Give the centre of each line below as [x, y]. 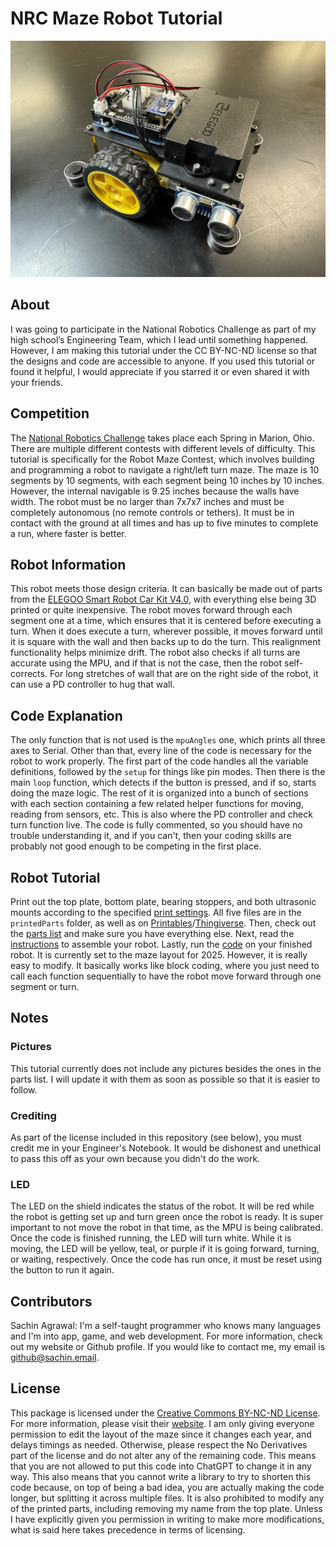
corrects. [29, 674]
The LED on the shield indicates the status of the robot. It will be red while [162, 1206]
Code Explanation [66, 715]
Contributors [51, 1301]
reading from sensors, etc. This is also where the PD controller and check [161, 814]
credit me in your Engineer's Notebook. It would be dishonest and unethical [166, 1148]
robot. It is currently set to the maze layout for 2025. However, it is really [159, 955]
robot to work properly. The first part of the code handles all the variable [159, 761]
